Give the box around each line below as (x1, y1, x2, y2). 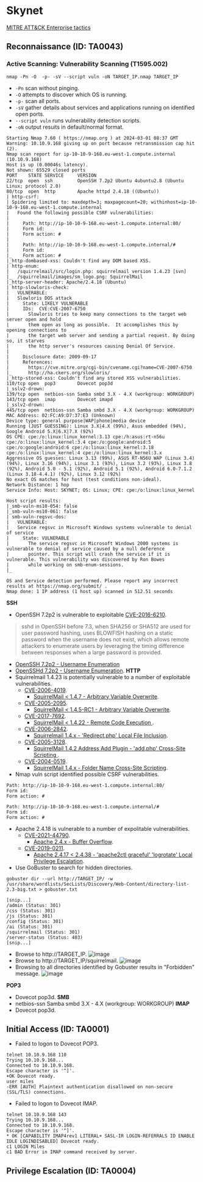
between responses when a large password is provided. (21, 649, 163, 656)
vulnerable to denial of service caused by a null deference (6, 546, 165, 552)
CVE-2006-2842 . (24, 725, 68, 732)
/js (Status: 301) (6, 913, 53, 919)
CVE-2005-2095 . (24, 699, 68, 707)
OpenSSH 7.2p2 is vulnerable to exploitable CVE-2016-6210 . (15, 611, 166, 618)
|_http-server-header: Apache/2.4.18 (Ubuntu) (6, 279, 127, 285)
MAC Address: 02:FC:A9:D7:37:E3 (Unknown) (6, 412, 116, 418)
